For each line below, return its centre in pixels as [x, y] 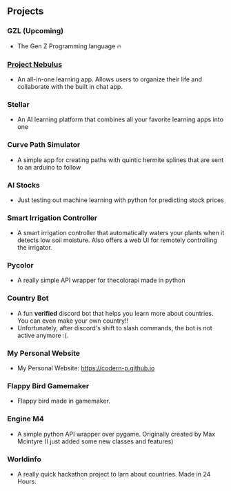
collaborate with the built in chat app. [70, 86]
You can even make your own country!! [73, 321]
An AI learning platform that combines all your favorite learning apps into [120, 119]
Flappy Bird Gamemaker [48, 385]
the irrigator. [35, 248]
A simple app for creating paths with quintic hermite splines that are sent [120, 160]
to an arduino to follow [49, 167]
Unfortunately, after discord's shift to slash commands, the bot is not [114, 328]
